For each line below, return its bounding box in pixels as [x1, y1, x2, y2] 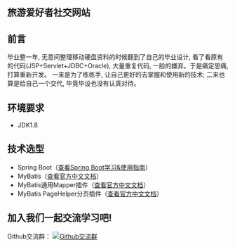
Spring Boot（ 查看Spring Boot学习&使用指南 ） [17, 163, 152, 171]
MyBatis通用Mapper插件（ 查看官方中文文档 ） [17, 180, 149, 189]
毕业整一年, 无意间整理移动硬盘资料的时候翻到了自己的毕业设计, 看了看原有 [7, 53, 223, 61]
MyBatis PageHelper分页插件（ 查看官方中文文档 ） [17, 189, 163, 198]
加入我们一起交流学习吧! [7, 212, 112, 224]
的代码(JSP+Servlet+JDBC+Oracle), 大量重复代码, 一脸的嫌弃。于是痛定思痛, [7, 62, 229, 70]
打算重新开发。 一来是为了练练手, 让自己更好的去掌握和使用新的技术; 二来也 [7, 70, 226, 79]
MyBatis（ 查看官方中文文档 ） [17, 172, 103, 180]
